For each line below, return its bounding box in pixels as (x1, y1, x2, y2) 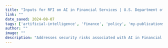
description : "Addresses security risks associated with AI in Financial (5, 35, 162, 40)
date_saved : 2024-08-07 (5, 16, 55, 21)
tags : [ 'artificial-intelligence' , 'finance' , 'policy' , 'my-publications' (5, 21, 166, 26)
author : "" (5, 26, 28, 31)
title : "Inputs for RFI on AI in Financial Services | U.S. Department (5, 7, 157, 12)
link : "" (5, 12, 23, 17)
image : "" (5, 30, 26, 35)
